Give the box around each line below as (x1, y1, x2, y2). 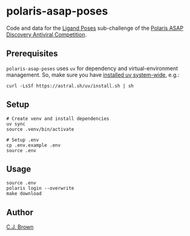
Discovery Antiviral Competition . (6, 30, 87, 38)
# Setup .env (6, 137, 39, 143)
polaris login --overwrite (6, 186, 74, 192)
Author (6, 207, 33, 217)
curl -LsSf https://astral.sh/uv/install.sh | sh (6, 83, 134, 89)
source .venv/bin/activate (6, 126, 74, 132)
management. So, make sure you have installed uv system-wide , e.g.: (6, 71, 180, 78)
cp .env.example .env (6, 142, 61, 148)
